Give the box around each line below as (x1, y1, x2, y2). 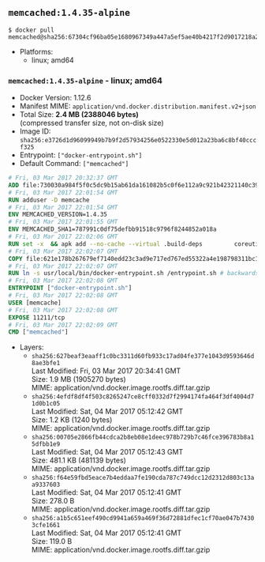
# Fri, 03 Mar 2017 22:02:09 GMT (8, 321, 118, 329)
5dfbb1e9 (31, 440, 61, 448)
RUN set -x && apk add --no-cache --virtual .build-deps (8, 240, 203, 248)
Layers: (19, 342, 44, 352)
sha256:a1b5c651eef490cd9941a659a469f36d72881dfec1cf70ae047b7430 (31, 515, 255, 522)
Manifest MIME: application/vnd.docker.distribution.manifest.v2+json (19, 101, 256, 111)
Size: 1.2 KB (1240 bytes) (31, 415, 113, 424)
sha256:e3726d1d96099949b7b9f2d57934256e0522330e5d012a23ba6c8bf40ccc (19, 137, 257, 145)
